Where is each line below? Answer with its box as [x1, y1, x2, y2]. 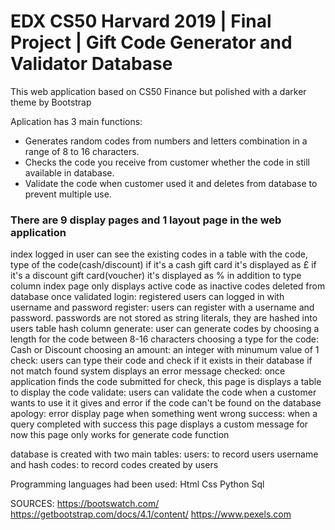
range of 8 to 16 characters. [24, 145, 140, 157]
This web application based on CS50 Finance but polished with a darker [10, 85, 307, 97]
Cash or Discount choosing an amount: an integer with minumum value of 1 [10, 344, 320, 356]
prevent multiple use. [24, 188, 112, 200]
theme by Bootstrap [10, 96, 92, 108]
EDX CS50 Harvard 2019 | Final [10, 10, 272, 33]
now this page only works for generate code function [10, 429, 230, 441]
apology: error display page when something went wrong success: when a [10, 408, 318, 420]
